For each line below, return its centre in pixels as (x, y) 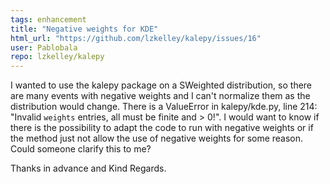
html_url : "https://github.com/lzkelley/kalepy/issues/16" (136, 38)
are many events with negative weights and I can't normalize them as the (160, 96)
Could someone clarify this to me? (81, 149)
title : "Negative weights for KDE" (84, 29)
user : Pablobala (44, 47)
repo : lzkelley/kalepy (57, 57)
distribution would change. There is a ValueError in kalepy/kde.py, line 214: (164, 107)
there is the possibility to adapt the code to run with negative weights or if (162, 128)
